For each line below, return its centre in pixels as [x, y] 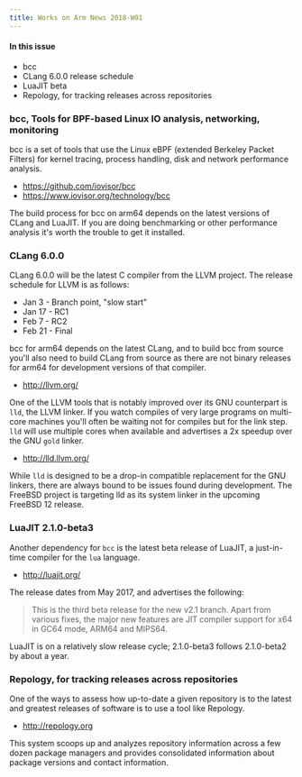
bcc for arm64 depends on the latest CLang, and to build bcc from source [146, 349]
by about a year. [39, 655]
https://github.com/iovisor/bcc [79, 187]
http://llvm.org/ [50, 385]
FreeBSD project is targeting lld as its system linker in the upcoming [135, 495]
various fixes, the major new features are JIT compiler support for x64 [162, 619]
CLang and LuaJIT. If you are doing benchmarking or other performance [143, 223]
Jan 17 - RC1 [46, 312]
